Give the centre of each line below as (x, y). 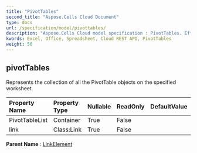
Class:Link (67, 130)
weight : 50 (19, 45)
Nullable (99, 106)
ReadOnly (130, 106)
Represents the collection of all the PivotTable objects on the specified (91, 82)
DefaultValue (169, 106)
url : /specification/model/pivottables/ (56, 28)
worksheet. (20, 88)
